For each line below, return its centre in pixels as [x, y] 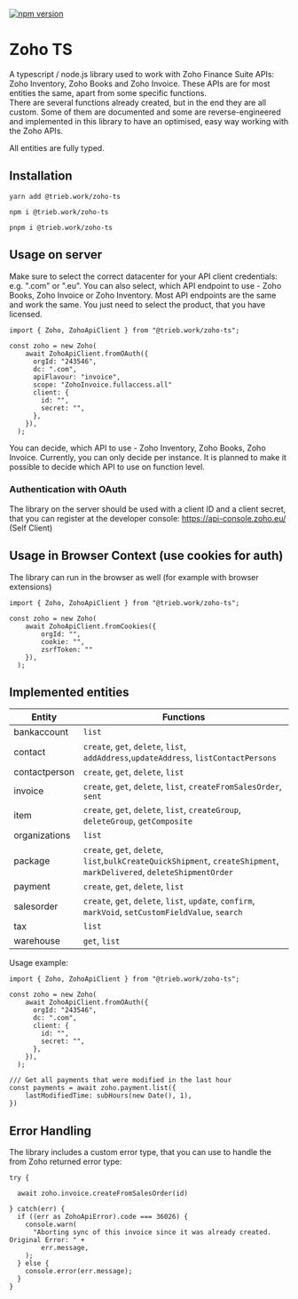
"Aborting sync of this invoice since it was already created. [152, 1232]
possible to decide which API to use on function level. [107, 466]
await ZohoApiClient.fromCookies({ [91, 626]
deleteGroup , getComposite [138, 821]
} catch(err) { [37, 1209]
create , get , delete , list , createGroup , [162, 810]
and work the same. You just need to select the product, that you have [137, 304]
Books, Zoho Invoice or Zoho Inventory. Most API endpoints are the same [143, 295]
